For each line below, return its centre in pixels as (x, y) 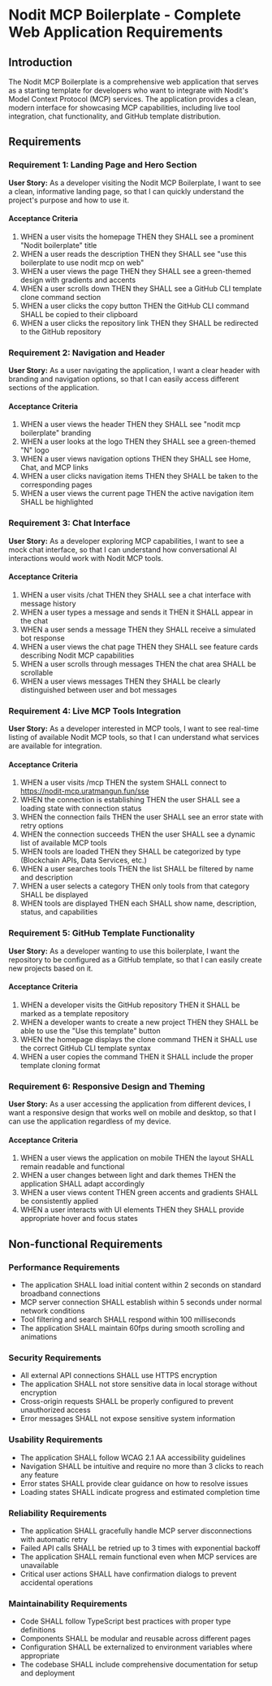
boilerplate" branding (56, 433)
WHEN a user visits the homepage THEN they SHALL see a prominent (137, 237)
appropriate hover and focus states (79, 1219)
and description (46, 878)
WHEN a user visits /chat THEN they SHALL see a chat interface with (136, 594)
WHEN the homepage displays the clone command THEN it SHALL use (138, 1039)
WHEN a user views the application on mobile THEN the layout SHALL (137, 1158)
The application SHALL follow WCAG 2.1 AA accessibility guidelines (133, 1458)
